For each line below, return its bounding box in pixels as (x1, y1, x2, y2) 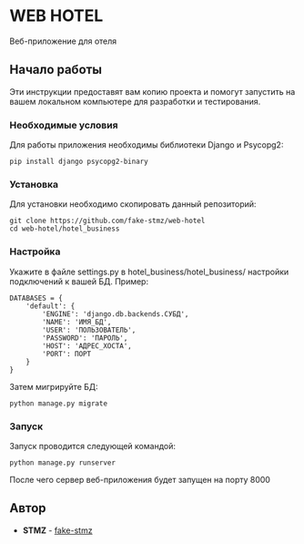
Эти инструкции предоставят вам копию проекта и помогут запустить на (9, 86, 296, 97)
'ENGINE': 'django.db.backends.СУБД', (42, 309, 189, 319)
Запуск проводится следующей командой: (9, 440, 176, 451)
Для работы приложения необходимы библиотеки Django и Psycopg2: (9, 139, 284, 150)
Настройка (9, 245, 61, 258)
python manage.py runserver (9, 457, 117, 467)
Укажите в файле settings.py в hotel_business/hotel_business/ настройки (9, 266, 289, 277)
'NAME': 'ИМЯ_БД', (42, 317, 112, 326)
